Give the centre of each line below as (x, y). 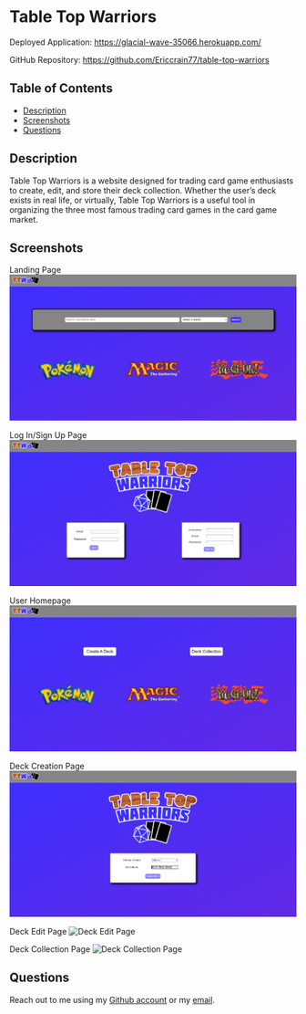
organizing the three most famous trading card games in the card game (143, 209)
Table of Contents (61, 89)
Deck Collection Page (50, 949)
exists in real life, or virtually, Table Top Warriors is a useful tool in (133, 200)
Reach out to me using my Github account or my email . (112, 999)
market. (24, 219)
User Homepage (40, 601)
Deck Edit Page (38, 931)
